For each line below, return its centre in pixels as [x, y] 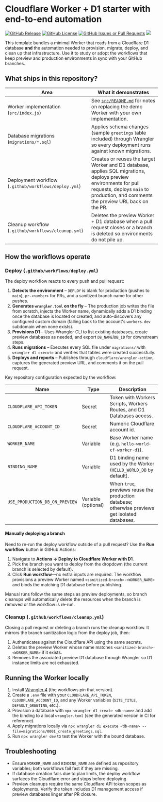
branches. [15, 63]
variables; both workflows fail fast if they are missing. [65, 768]
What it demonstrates [123, 92]
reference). [23, 720]
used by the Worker [132, 464]
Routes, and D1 [127, 410]
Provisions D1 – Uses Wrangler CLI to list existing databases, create [80, 332]
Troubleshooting [31, 751]
